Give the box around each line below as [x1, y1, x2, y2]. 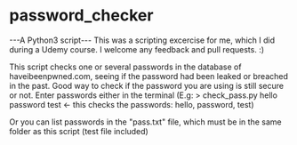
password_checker [9, 5, 154, 26]
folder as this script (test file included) [9, 125, 148, 136]
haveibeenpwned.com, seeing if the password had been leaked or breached [9, 70, 289, 81]
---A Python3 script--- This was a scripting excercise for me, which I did [9, 35, 276, 45]
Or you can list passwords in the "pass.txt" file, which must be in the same [9, 117, 282, 127]
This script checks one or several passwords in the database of [9, 61, 242, 72]
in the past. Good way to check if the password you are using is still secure [9, 80, 285, 91]
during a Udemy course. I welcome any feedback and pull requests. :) [9, 44, 265, 54]
